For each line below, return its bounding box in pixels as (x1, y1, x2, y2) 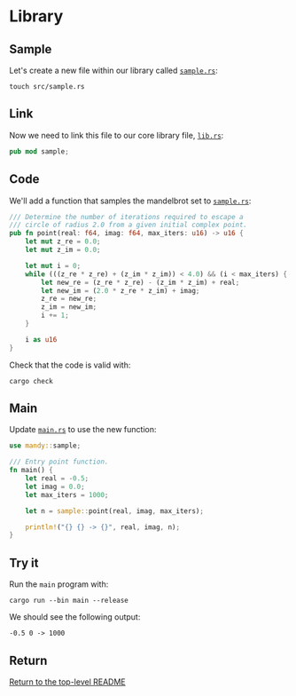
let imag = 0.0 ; (25, 482, 86, 491)
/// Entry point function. (9, 457, 109, 467)
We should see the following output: (9, 612, 141, 622)
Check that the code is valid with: (9, 360, 131, 370)
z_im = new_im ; (41, 303, 97, 312)
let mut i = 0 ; (25, 261, 82, 270)
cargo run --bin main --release (9, 597, 129, 605)
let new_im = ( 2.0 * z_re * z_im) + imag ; (41, 286, 200, 295)
